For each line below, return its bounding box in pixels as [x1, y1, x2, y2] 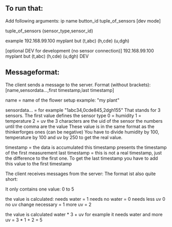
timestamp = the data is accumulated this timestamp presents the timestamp [5, 144, 167, 150]
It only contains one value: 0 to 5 [5, 186, 74, 192]
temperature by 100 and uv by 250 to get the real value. [5, 134, 123, 140]
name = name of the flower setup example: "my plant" [5, 97, 120, 103]
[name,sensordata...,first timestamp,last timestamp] [5, 87, 114, 93]
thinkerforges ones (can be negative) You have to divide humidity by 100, [5, 128, 160, 135]
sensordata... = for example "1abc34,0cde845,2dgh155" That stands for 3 [5, 107, 161, 113]
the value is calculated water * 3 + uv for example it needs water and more [5, 211, 163, 217]
